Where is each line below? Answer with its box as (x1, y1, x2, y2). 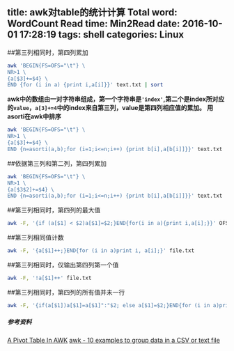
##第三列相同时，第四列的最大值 (7, 206, 101, 214)
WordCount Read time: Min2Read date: (7, 18, 180, 30)
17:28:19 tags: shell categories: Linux (19, 29, 185, 40)
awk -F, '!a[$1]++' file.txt (7, 274, 92, 282)
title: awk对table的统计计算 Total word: (7, 6, 178, 19)
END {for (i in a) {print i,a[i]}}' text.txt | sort (7, 81, 164, 88)
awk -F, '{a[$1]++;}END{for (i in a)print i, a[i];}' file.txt (7, 247, 195, 254)
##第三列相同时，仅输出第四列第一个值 (7, 260, 119, 270)
